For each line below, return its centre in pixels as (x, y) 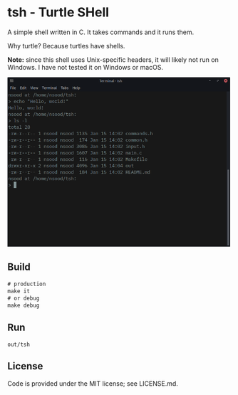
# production (27, 284)
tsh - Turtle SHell (58, 12)
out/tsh (19, 344)
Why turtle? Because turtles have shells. (66, 46)
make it (19, 291)
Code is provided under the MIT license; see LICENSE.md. (93, 383)
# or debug (24, 299)
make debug (24, 306)
